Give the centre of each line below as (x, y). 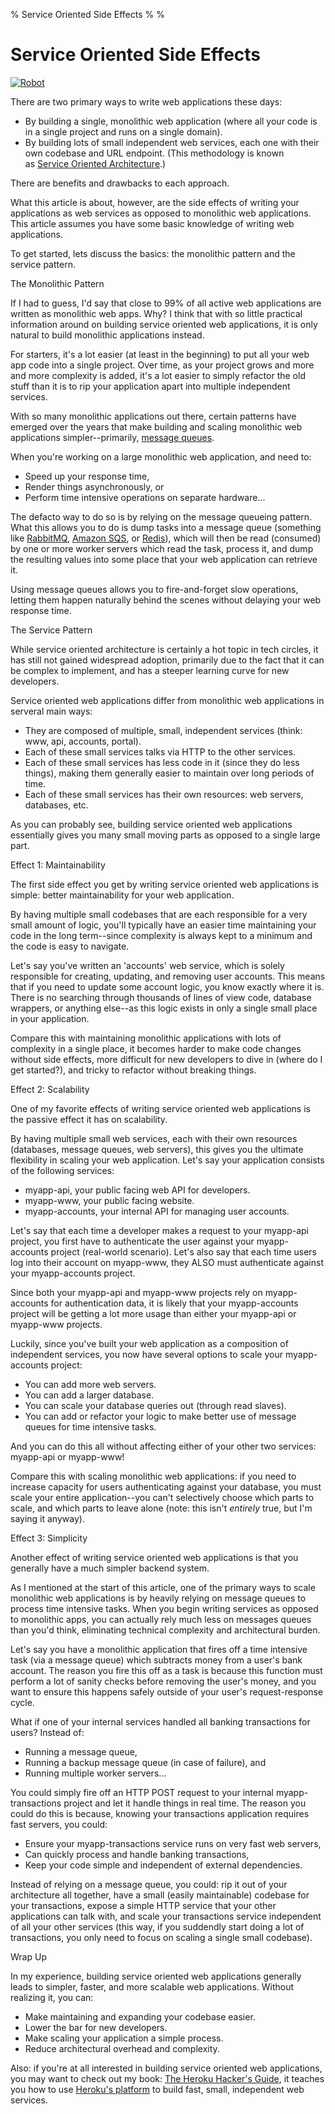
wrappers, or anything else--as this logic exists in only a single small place (164, 1008)
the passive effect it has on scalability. (89, 1119)
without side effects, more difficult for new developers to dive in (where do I (166, 1059)
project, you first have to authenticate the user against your (132, 1241)
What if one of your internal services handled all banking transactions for (160, 1721)
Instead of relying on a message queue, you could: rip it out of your (149, 1884)
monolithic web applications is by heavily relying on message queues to (158, 1598)
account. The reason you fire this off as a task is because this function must (166, 1670)
